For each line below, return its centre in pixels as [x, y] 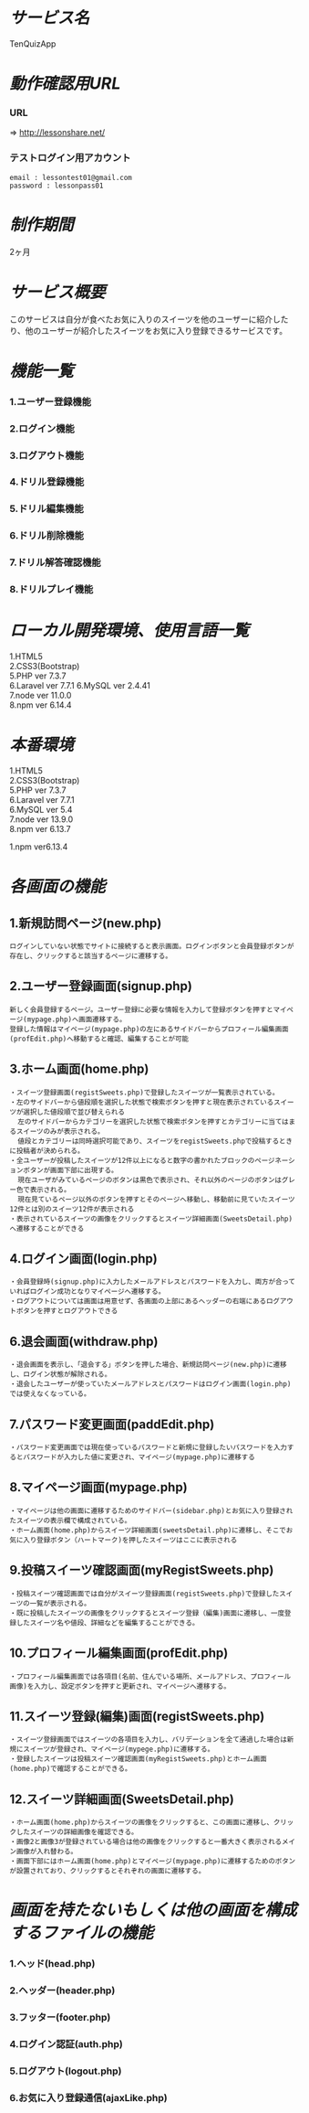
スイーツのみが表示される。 [60, 1131]
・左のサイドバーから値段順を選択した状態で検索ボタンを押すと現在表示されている [142, 1102]
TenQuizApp [33, 43]
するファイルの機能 [82, 1933]
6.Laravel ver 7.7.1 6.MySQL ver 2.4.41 [80, 686]
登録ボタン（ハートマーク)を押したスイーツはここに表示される [137, 1540]
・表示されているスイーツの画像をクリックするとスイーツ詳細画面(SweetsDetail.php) [151, 1219]
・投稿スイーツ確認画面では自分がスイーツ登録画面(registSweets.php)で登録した [144, 1594]
